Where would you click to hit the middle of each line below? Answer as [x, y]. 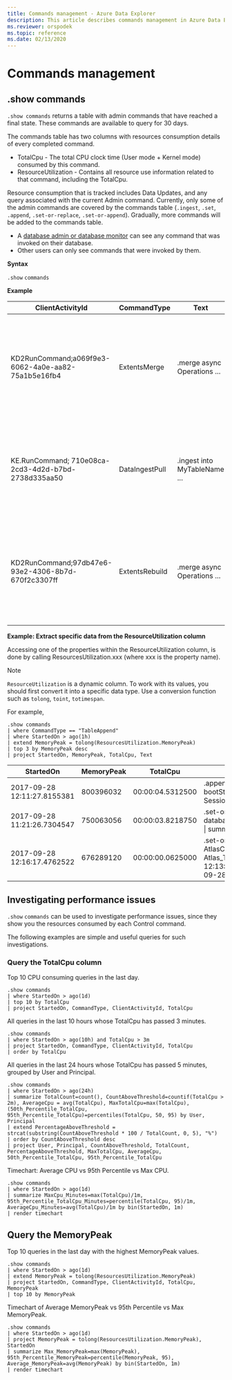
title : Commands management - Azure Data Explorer [81, 14]
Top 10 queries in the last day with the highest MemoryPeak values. [103, 1252]
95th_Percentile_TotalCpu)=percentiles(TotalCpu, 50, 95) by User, [106, 1115]
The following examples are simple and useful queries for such [97, 937]
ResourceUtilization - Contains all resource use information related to [115, 172]
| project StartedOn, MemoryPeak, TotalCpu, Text [80, 755]
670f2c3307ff [35, 581]
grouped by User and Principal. [51, 1072]
